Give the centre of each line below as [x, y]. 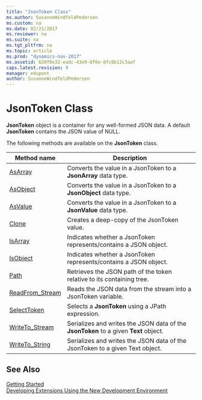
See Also [23, 370]
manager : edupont [28, 73]
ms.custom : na [24, 23]
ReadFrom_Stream [35, 293]
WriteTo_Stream [32, 327]
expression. [84, 314]
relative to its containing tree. [108, 279]
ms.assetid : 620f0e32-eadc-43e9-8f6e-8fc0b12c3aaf [71, 62]
